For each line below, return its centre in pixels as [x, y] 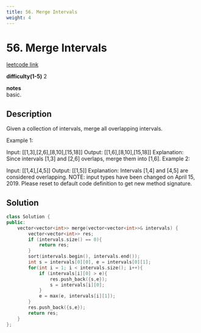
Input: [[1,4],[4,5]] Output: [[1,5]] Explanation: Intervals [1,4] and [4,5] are [97, 171]
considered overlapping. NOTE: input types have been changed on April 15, [100, 177]
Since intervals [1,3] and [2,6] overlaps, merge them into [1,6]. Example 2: [98, 159]
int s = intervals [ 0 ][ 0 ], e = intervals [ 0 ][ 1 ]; [90, 262]
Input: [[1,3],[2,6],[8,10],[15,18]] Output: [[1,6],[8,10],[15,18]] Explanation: [95, 152]
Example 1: [20, 140]
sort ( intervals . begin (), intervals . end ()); [84, 257]
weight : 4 [19, 18]
